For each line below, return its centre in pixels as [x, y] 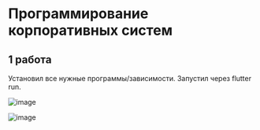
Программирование [78, 14]
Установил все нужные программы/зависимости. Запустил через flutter [130, 78]
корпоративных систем [91, 30]
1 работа [30, 59]
